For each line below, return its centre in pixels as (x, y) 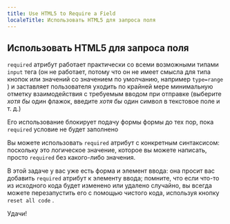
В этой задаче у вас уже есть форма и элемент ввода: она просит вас (111, 171)
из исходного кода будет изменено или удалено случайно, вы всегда (110, 186)
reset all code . (31, 200)
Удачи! (17, 214)
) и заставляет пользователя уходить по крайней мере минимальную (110, 86)
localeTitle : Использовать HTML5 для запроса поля (82, 20)
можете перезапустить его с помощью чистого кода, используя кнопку (113, 193)
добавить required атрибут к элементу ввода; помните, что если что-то (113, 178)
